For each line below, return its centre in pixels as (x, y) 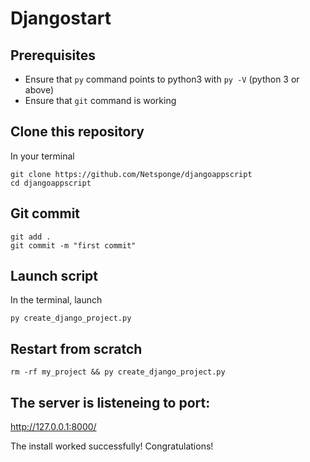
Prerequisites (53, 55)
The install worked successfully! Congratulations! (112, 446)
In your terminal (42, 156)
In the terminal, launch (56, 300)
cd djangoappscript (51, 183)
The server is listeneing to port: (110, 402)
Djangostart (61, 18)
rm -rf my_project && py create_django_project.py (118, 372)
